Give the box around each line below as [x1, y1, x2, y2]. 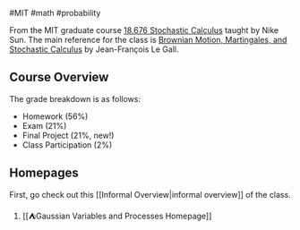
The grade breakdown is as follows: [9, 93, 141, 104]
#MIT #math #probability [9, 8, 101, 18]
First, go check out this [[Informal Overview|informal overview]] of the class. [9, 189, 291, 200]
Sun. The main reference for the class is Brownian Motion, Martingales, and [9, 35, 287, 45]
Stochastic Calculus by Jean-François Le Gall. [9, 44, 179, 55]
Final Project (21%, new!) [21, 130, 115, 141]
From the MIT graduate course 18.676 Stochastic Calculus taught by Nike [9, 25, 279, 35]
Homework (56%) [21, 111, 89, 122]
